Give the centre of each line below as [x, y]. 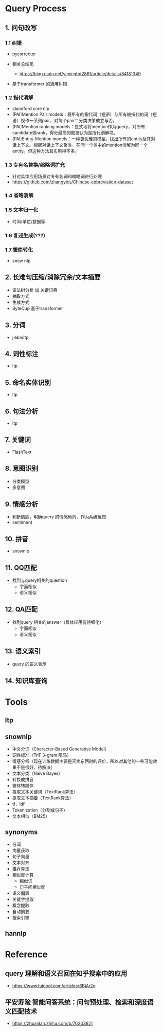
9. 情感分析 [22, 504]
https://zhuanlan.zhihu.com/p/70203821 [53, 1023]
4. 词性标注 [22, 354]
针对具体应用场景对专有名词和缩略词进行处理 [57, 176]
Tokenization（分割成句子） [40, 810]
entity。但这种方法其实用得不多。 [45, 151]
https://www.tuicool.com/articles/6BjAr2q [54, 986]
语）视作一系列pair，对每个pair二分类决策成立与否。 [65, 121]
